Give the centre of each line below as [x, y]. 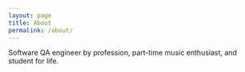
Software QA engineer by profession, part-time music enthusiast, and [123, 53]
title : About [30, 23]
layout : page [30, 15]
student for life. [33, 61]
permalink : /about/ [41, 30]
